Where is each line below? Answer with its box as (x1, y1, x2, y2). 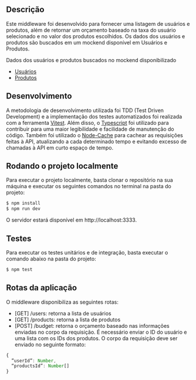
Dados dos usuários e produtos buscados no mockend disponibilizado (6, 56, 177, 63)
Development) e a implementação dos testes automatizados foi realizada (6, 113, 183, 120)
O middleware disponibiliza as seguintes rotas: (6, 298, 119, 306)
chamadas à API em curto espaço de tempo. (6, 144, 114, 151)
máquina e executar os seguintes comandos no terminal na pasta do (6, 183, 171, 190)
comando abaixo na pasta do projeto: (6, 255, 96, 262)
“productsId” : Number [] (11, 363, 69, 369)
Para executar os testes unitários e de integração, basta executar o (6, 249, 168, 256)
